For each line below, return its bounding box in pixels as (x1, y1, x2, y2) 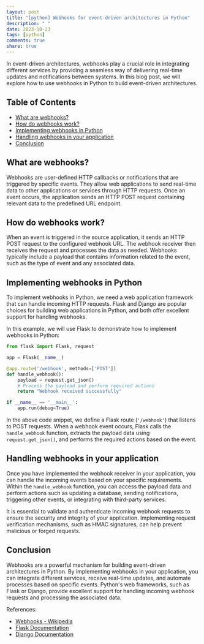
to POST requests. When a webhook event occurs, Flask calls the (6, 423, 172, 430)
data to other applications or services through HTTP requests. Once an (6, 186, 186, 194)
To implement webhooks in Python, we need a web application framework (6, 294, 194, 301)
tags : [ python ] (6, 32, 45, 38)
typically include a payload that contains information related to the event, (6, 253, 191, 260)
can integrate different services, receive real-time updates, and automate (6, 574, 191, 581)
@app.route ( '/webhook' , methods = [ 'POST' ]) (6, 365, 116, 371)
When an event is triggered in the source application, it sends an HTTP (6, 233, 185, 241)
